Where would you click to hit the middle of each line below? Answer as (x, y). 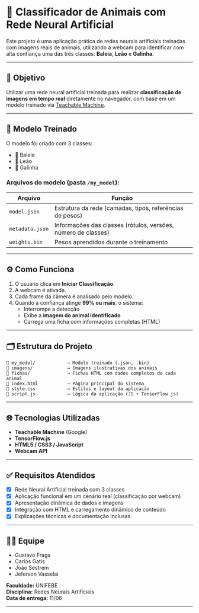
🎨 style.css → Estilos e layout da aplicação (78, 389)
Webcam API (31, 451)
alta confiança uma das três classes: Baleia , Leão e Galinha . (80, 53)
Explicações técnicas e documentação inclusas (73, 516)
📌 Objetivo (26, 78)
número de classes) (82, 232)
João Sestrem (32, 568)
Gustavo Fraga (33, 555)
